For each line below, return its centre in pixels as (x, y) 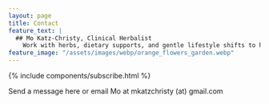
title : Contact (34, 23)
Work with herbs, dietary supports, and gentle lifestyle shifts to (139, 46)
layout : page (30, 16)
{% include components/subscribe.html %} (80, 76)
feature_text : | (35, 30)
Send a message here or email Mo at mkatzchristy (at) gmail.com (116, 91)
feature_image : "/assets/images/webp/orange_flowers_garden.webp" (121, 53)
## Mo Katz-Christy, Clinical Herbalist (84, 38)
